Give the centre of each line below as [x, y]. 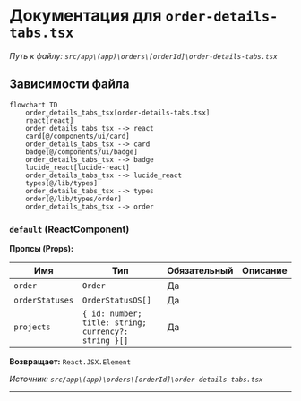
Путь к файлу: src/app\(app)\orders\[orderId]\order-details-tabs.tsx [143, 55]
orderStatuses [44, 300]
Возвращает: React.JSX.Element [70, 362]
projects [32, 327]
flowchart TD [34, 105]
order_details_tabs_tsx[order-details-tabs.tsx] [118, 113]
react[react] [50, 120]
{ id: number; [112, 314]
